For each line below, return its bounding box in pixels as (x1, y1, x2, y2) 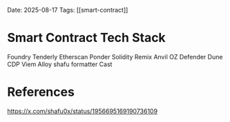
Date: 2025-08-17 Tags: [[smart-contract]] (7, 6, 128, 14)
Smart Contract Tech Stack (7, 30, 166, 45)
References (7, 84, 75, 100)
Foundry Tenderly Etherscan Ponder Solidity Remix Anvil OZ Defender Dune (7, 52, 223, 61)
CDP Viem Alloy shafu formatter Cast (7, 60, 113, 68)
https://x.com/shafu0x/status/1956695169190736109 (7, 107, 157, 115)
